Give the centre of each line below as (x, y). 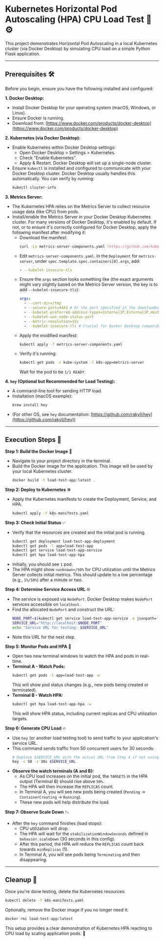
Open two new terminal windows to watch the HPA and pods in (75, 656)
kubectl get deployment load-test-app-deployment (64, 541)
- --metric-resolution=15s (51, 321)
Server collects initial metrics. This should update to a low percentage (82, 575)
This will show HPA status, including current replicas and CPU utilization (84, 713)
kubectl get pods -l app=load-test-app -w (56, 675)
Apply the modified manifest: (49, 335)
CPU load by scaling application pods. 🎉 (45, 933)
